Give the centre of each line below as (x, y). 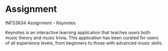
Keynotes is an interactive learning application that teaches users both (78, 32)
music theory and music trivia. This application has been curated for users (82, 38)
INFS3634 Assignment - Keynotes (41, 23)
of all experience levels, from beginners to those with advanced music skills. (84, 43)
